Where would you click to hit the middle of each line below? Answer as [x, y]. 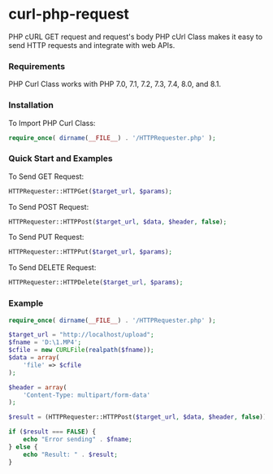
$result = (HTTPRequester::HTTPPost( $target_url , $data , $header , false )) [138, 417]
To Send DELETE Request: [52, 267]
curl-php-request [69, 14]
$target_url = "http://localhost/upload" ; [81, 335]
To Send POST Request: [49, 207]
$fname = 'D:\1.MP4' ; [45, 342]
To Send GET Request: [46, 176]
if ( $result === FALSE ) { [52, 432]
